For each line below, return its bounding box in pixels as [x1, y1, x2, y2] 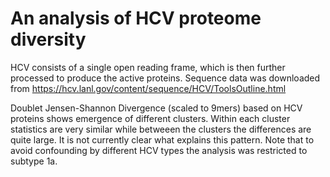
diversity [10, 28, 87, 51]
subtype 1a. [10, 155, 58, 167]
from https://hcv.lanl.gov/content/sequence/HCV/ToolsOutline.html [10, 82, 287, 94]
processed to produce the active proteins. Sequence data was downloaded [10, 72, 321, 84]
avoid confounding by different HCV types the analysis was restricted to [10, 144, 308, 156]
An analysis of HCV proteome [10, 7, 262, 30]
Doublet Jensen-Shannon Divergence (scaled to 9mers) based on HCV [10, 102, 303, 114]
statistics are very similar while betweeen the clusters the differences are [10, 123, 312, 135]
